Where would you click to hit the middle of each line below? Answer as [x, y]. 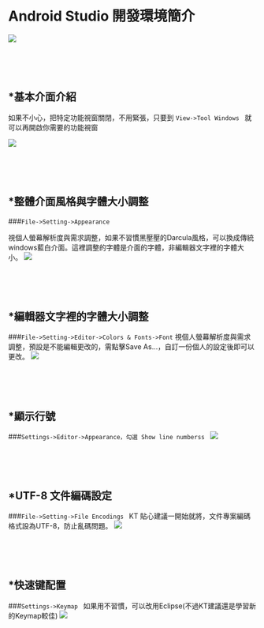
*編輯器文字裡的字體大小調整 [78, 316]
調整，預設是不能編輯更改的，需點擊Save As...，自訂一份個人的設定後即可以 [131, 347]
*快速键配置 [37, 585]
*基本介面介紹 [42, 97]
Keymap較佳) [36, 615]
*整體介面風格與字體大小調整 [78, 202]
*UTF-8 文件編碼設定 [60, 496]
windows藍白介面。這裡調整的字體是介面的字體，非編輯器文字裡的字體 [123, 247]
